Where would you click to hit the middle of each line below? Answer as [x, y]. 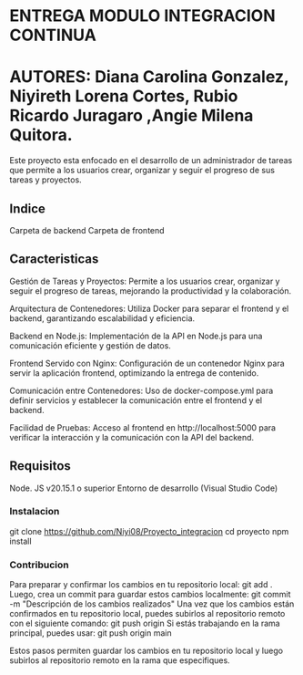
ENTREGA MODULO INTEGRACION [142, 16]
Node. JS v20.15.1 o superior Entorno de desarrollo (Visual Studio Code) [144, 488]
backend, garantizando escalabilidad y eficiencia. [102, 318]
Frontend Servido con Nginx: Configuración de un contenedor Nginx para [147, 363]
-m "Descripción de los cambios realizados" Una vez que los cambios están [152, 604]
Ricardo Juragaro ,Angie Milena [131, 116]
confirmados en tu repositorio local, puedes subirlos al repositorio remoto [147, 614]
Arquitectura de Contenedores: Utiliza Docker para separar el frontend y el [149, 308]
